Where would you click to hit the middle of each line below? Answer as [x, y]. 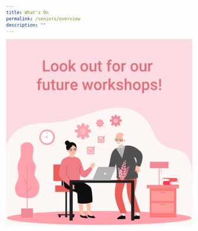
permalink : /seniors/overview [43, 19]
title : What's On [27, 12]
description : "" [26, 25]
